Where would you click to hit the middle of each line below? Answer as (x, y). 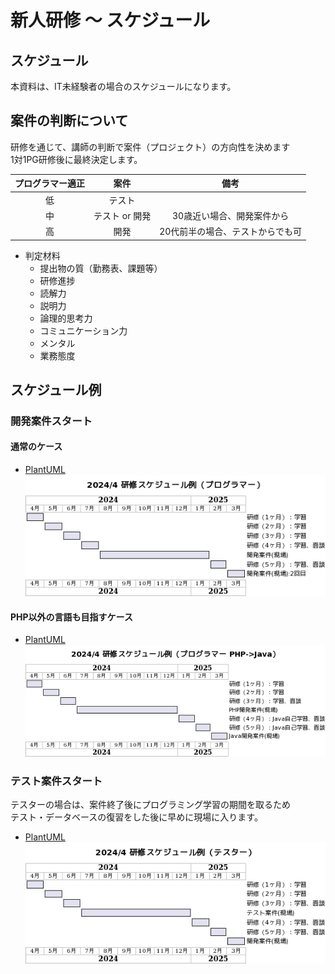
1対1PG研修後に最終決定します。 (76, 159)
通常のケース (36, 447)
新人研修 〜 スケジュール (110, 20)
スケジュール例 (56, 389)
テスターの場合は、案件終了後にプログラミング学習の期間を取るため (150, 805)
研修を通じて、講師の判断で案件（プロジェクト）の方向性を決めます (150, 147)
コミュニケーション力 (83, 330)
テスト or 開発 (122, 215)
